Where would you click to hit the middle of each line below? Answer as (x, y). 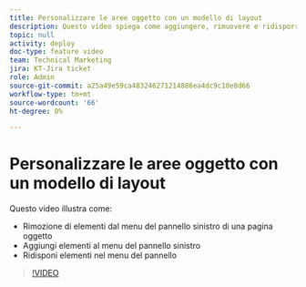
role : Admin (32, 77)
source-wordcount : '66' (55, 102)
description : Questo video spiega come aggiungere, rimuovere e (134, 26)
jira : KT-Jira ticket (51, 69)
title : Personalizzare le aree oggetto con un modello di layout (136, 18)
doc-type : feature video (56, 52)
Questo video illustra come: (61, 209)
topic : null (32, 35)
